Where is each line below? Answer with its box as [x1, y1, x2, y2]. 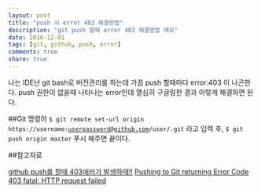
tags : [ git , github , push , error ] [8, 41, 122, 49]
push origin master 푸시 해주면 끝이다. [8, 133, 130, 143]
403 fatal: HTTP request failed [8, 176, 106, 185]
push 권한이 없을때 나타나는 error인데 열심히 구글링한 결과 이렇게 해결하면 [18, 87, 245, 96]
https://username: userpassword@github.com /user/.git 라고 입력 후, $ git [8, 123, 244, 133]
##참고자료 [8, 150, 43, 159]
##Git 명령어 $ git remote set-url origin [8, 114, 144, 123]
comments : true [8, 48, 58, 56]
